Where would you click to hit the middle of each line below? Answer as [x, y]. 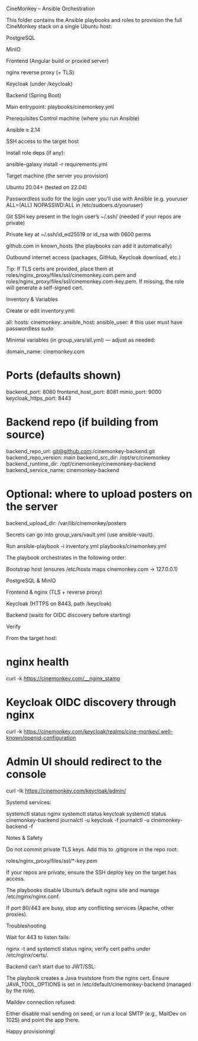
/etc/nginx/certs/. [27, 955]
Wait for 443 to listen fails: [38, 937]
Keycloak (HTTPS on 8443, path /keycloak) [59, 603]
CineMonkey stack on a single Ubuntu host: [59, 26]
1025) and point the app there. [43, 1020]
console [26, 774]
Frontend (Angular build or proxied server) [58, 61]
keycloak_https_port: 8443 [39, 398]
